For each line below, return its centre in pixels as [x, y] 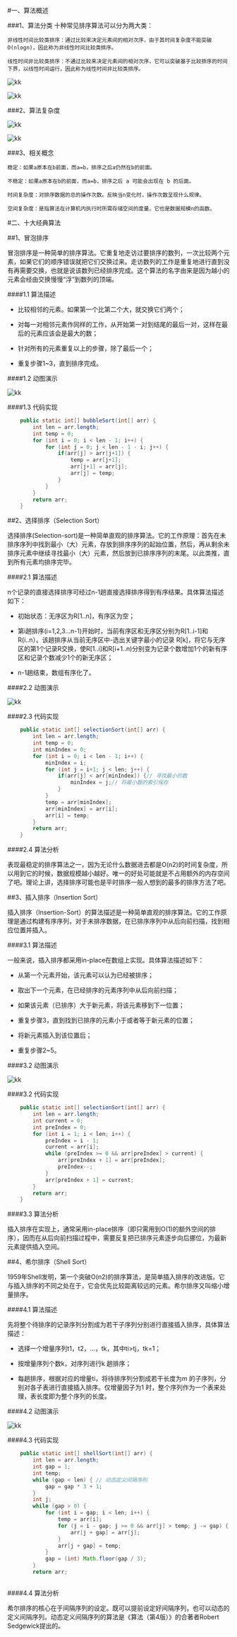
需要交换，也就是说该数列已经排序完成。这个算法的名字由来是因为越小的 [124, 270]
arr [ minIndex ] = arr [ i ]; [81, 809]
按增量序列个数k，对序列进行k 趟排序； [74, 1364]
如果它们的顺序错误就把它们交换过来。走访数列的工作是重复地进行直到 [121, 262]
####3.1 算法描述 [32, 945]
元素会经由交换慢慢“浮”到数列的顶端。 [63, 279]
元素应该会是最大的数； [64, 333]
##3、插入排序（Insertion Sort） [55, 897]
